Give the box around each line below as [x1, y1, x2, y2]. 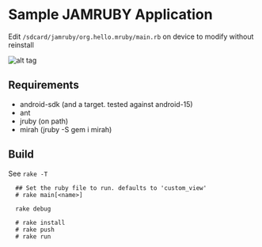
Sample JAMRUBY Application [8, 6, 213, 24]
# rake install [15, 218, 66, 226]
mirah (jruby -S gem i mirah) [19, 124, 112, 134]
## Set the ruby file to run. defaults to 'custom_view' [15, 184, 207, 192]
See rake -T [8, 169, 48, 178]
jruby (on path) [19, 116, 69, 126]
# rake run [15, 232, 51, 241]
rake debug [15, 204, 51, 213]
